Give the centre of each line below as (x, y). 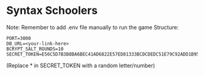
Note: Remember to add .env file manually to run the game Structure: (93, 27)
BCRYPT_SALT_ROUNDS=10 (35, 49)
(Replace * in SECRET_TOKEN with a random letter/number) (81, 65)
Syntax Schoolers (52, 11)
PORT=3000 (19, 38)
